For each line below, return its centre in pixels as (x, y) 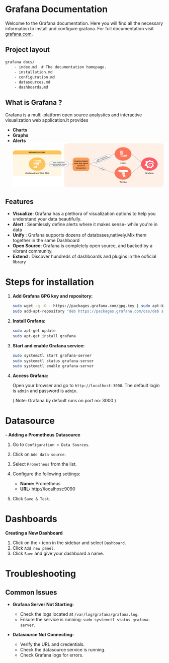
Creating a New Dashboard (34, 533)
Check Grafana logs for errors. (52, 655)
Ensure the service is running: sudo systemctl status (75, 620)
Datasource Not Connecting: (43, 635)
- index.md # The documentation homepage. (61, 67)
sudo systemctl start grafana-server (52, 355)
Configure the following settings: (46, 474)
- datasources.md (32, 82)
